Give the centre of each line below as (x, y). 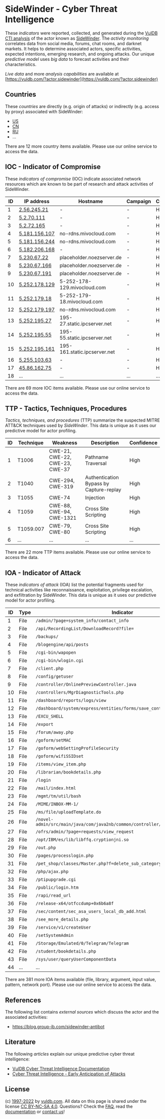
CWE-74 (59, 498)
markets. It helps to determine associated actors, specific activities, (73, 49)
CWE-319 (61, 487)
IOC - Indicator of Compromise (53, 167)
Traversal (96, 463)
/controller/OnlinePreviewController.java (86, 685)
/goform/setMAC (53, 740)
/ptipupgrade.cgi (56, 880)
